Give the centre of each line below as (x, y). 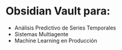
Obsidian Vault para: (58, 11)
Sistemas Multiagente (41, 34)
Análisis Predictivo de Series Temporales (65, 28)
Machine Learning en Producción (56, 40)
